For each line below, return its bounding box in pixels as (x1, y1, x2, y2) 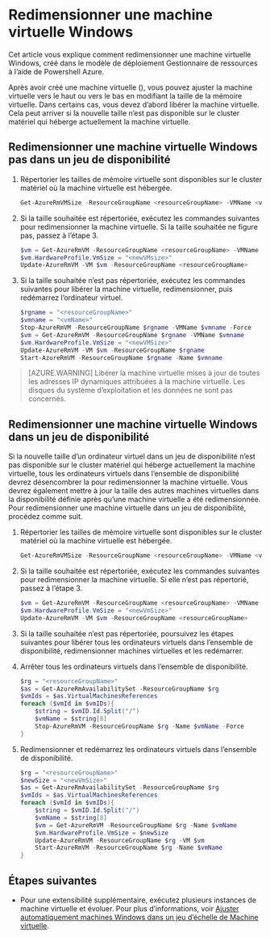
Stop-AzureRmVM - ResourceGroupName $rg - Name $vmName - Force (35, 722, 244, 730)
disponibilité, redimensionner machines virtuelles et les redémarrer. (19, 645, 244, 656)
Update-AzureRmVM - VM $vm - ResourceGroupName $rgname (19, 346, 205, 354)
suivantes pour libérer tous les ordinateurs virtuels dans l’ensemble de (19, 637, 254, 647)
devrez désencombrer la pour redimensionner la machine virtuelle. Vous (8, 477, 248, 487)
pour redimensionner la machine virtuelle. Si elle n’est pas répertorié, (19, 575, 249, 585)
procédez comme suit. (8, 512, 83, 522)
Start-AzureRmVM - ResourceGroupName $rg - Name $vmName (35, 843, 223, 852)
